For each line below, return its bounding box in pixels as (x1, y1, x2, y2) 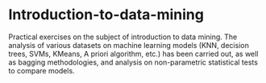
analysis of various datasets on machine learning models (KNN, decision (8, 40, 250, 49)
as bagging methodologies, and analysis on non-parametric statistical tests (8, 57, 258, 67)
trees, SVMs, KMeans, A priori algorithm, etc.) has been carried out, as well (8, 49, 259, 58)
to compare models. (8, 65, 75, 75)
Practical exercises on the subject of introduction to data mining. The (8, 32, 238, 41)
